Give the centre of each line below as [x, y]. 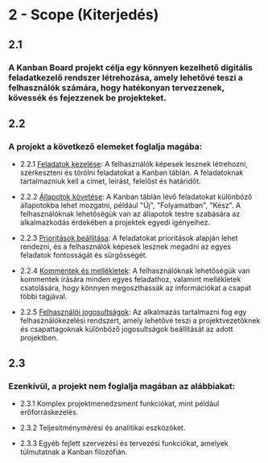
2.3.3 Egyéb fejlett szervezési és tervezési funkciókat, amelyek [124, 443]
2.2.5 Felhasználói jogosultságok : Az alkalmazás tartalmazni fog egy [133, 312]
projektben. [39, 338]
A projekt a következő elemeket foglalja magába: [105, 147]
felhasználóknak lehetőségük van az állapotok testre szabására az [130, 214]
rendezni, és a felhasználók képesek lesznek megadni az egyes [126, 246]
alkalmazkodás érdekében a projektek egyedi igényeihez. [115, 222]
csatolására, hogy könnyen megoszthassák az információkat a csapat [136, 288]
